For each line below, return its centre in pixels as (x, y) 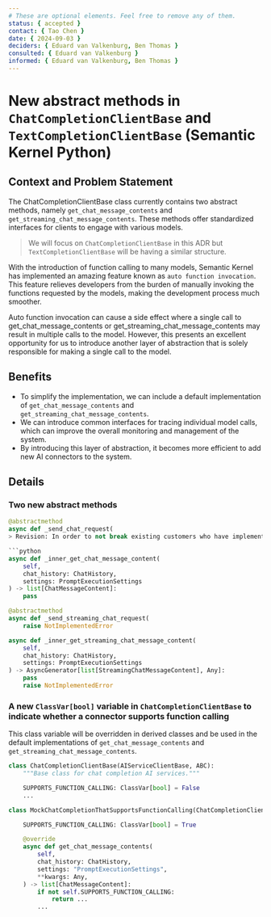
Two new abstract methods (63, 505)
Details (26, 482)
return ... (70, 899)
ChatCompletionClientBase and (110, 118)
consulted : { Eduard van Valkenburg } (73, 53)
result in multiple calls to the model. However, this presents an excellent (127, 334)
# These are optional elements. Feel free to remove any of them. (122, 16)
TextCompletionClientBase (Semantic (132, 135)
